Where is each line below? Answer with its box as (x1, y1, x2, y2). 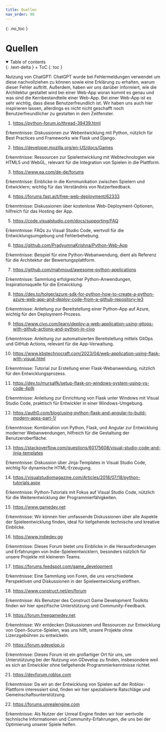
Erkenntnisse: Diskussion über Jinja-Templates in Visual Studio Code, (5, 459, 147, 465)
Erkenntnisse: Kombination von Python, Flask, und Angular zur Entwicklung (5, 425, 158, 431)
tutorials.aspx (12, 480, 41, 486)
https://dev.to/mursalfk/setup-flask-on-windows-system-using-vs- (12, 380, 150, 386)
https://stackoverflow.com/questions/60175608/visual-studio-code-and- (12, 445, 161, 451)
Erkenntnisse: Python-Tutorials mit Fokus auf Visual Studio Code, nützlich (5, 489, 155, 495)
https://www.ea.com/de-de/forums (12, 169, 84, 175)
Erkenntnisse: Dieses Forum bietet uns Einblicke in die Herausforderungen (5, 544, 157, 549)
